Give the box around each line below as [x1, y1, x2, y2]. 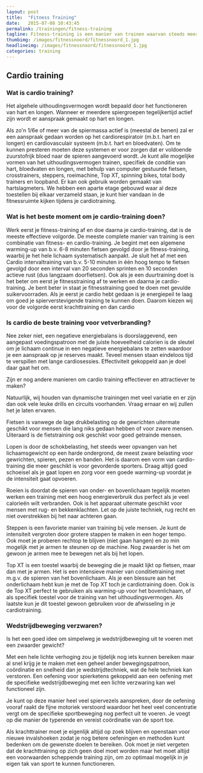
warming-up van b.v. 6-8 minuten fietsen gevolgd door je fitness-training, [6, 245, 190, 252]
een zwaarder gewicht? [6, 641, 65, 649]
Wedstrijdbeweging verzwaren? [6, 621, 103, 630]
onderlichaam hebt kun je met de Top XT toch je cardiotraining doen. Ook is [6, 581, 195, 588]
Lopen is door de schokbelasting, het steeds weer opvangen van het [6, 443, 177, 451]
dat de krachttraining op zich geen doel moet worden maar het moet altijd [6, 747, 190, 755]
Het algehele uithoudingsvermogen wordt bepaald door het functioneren [6, 102, 187, 109]
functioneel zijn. [6, 685, 47, 693]
